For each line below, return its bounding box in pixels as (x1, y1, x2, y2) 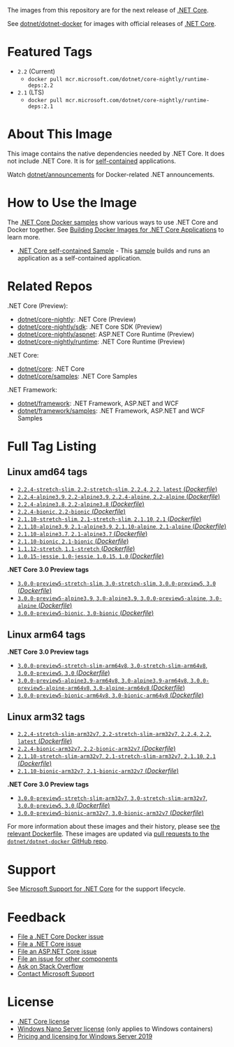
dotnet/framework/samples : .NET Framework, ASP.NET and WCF (17, 406, 205, 415)
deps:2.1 (27, 103, 54, 110)
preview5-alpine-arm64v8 (17, 684, 90, 691)
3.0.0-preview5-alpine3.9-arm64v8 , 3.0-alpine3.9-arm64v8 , (17, 675, 189, 684)
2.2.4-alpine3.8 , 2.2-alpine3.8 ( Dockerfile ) (17, 500, 145, 508)
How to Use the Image (7, 195, 138, 211)
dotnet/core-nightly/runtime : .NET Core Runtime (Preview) (17, 337, 185, 346)
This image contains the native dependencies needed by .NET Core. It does (7, 149, 225, 157)
